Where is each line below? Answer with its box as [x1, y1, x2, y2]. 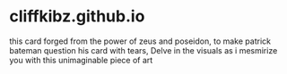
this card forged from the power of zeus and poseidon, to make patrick [9, 36, 272, 46]
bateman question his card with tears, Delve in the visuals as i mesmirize [9, 45, 278, 55]
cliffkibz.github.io [9, 6, 145, 27]
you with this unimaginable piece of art [9, 54, 153, 65]
